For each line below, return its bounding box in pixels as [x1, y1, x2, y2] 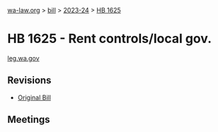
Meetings [7, 114, 51, 126]
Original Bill [17, 93, 52, 102]
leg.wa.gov [7, 54, 40, 62]
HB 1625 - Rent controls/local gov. [7, 31, 212, 47]
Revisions [7, 74, 52, 87]
